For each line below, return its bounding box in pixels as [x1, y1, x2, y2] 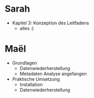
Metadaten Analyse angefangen [19, 71, 87, 77]
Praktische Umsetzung [12, 76, 60, 82]
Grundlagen [12, 59, 37, 66]
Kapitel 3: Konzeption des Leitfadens [12, 20, 89, 26]
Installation [19, 81, 43, 87]
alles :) [19, 25, 34, 31]
